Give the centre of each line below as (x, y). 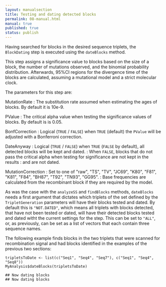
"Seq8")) (14, 262)
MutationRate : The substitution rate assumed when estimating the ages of (81, 102)
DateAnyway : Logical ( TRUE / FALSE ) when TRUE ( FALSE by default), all (75, 146)
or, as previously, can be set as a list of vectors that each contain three (77, 223)
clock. (11, 83)
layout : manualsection (28, 10)
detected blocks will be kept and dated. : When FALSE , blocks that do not (79, 152)
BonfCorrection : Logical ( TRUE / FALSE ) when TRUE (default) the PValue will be (83, 131)
